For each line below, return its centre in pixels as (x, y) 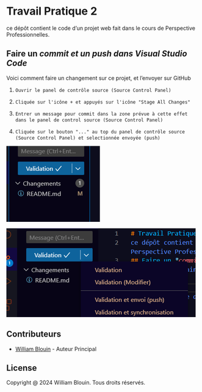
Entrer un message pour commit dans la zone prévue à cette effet (101, 114)
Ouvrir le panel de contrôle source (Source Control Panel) (93, 90)
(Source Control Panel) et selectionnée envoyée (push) (88, 138)
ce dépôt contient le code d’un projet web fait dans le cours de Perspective (101, 28)
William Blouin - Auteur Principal (56, 349)
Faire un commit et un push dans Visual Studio (97, 54)
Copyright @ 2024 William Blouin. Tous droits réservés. (76, 383)
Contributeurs (34, 334)
